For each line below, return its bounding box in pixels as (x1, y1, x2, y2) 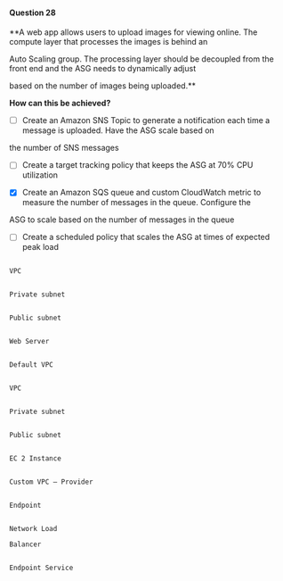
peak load (21, 242, 60, 253)
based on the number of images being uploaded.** (9, 80, 196, 91)
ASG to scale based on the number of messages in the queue (9, 214, 235, 225)
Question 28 (9, 7, 56, 18)
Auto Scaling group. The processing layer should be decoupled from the (9, 54, 274, 64)
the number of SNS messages (9, 143, 119, 154)
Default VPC (9, 361, 53, 369)
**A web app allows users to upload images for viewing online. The (9, 27, 258, 37)
